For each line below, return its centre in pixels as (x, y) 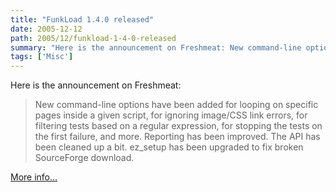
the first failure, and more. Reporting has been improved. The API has (177, 137)
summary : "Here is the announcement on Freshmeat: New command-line (156, 47)
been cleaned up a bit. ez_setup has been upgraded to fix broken (169, 147)
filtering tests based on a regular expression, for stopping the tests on (178, 126)
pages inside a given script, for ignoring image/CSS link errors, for (171, 115)
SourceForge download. (84, 158)
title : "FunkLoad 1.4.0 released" (82, 19)
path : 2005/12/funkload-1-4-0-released (93, 38)
